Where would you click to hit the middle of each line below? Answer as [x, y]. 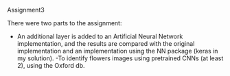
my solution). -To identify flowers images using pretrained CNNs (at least [120, 58]
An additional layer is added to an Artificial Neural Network [100, 36]
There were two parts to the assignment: [65, 23]
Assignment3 [26, 10]
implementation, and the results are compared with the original [106, 43]
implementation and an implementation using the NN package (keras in [117, 51]
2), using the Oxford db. [51, 65]
